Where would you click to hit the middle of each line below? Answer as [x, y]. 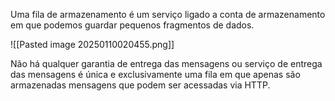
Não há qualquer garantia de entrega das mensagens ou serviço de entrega [166, 63]
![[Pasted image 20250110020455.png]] [92, 44]
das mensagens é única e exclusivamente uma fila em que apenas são [155, 74]
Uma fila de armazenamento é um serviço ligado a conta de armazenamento [168, 14]
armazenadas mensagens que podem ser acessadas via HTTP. [140, 85]
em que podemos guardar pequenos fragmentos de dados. [132, 25]
